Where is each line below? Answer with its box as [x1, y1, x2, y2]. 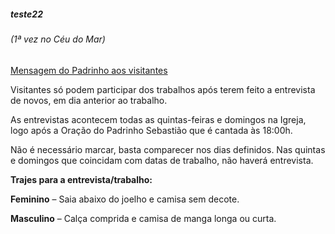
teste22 [10, 8, 43, 20]
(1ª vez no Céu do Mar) [10, 33, 106, 45]
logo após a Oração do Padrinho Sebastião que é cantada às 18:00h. [10, 124, 293, 136]
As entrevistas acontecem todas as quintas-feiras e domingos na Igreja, [10, 113, 307, 125]
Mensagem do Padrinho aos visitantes [10, 64, 168, 76]
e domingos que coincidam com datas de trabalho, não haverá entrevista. [10, 154, 314, 166]
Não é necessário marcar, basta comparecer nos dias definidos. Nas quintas [10, 143, 326, 155]
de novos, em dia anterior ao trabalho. [10, 94, 168, 106]
